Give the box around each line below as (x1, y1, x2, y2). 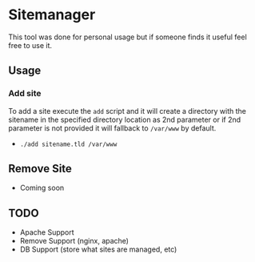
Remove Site (8, 162, 72, 175)
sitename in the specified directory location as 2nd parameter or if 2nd (8, 115, 241, 124)
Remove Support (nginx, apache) (19, 236, 129, 246)
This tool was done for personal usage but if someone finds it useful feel (8, 32, 248, 42)
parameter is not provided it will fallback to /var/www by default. (8, 123, 217, 133)
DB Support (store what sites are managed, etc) (19, 244, 177, 254)
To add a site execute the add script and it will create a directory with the (8, 106, 246, 115)
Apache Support (19, 228, 74, 237)
